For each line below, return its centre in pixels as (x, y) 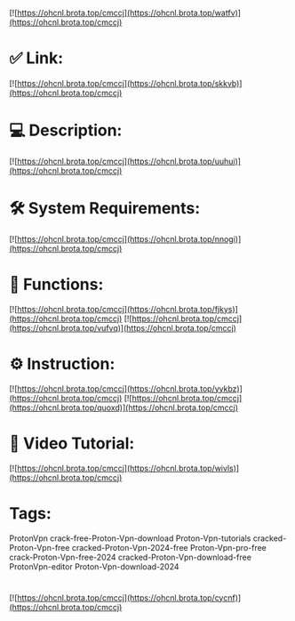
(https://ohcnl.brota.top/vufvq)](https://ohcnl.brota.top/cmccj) (123, 327)
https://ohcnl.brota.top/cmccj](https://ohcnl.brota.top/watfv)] (129, 13)
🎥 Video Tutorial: (72, 443)
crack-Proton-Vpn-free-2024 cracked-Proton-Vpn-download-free (130, 557)
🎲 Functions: (56, 285)
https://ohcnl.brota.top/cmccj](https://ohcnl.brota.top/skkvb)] (130, 83)
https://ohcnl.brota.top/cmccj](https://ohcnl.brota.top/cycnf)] (129, 597)
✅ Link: (36, 58)
